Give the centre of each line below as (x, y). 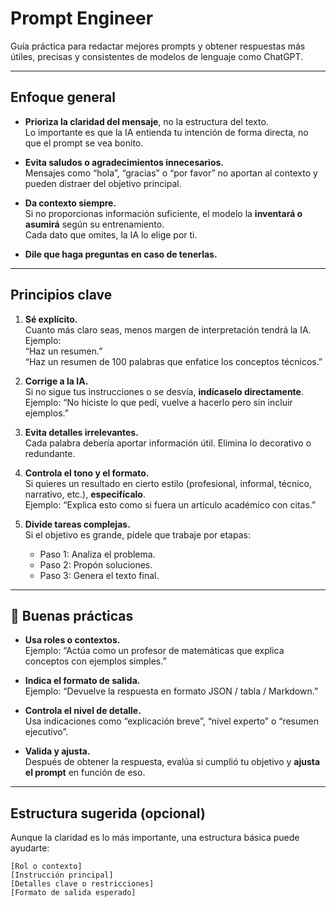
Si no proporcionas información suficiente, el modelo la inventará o (163, 213)
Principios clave (61, 295)
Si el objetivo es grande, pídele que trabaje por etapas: (137, 534)
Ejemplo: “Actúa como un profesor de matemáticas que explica (154, 651)
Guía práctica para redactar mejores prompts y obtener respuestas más (158, 46)
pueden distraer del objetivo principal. (103, 183)
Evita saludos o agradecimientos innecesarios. (124, 162)
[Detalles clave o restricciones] (82, 884)
